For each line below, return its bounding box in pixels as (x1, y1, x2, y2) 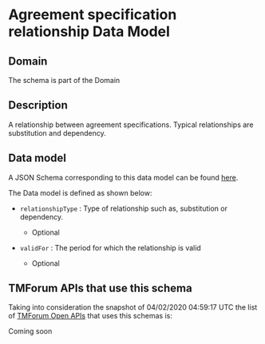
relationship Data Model (8, 22, 170, 41)
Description (8, 98, 68, 113)
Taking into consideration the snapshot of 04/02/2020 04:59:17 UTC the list (8, 302, 258, 312)
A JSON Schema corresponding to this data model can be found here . (8, 172, 239, 182)
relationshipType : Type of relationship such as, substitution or (19, 204, 227, 213)
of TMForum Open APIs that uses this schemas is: (8, 311, 173, 321)
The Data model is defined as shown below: (8, 188, 152, 197)
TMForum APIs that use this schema (8, 282, 193, 295)
